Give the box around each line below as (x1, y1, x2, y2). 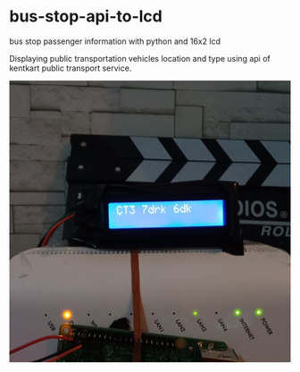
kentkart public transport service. (9, 63, 132, 73)
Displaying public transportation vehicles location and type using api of (9, 53, 271, 63)
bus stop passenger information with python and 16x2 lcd (9, 36, 221, 46)
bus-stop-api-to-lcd (9, 6, 162, 27)
